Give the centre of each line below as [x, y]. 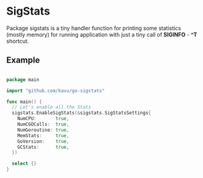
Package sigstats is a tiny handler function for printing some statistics [94, 28]
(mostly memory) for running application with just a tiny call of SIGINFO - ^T [102, 34]
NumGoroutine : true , [43, 130]
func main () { [24, 102]
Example [23, 60]
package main [23, 80]
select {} [24, 164]
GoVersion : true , [43, 141]
